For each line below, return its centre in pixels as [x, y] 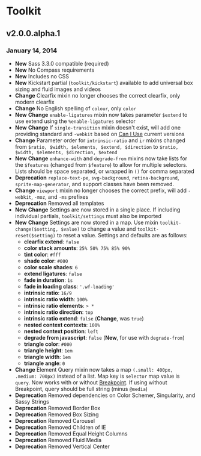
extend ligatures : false [53, 273]
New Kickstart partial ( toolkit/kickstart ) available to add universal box [104, 83]
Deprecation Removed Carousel [55, 420]
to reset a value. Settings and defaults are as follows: [122, 235]
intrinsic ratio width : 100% [56, 299]
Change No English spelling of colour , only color [76, 108]
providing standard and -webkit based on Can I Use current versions [100, 134]
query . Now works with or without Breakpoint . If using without [91, 382]
